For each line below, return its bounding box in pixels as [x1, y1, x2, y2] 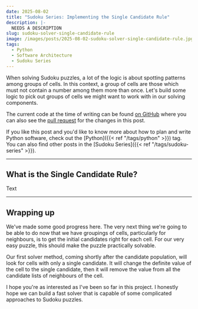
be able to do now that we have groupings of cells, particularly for [6, 230, 166, 237]
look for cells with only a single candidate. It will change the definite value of [6, 260, 192, 267]
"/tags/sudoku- [151, 141, 189, 148]
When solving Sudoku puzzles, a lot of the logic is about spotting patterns [6, 74, 186, 81]
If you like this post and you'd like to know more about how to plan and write [6, 128, 192, 135]
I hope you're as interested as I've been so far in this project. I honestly [6, 284, 179, 291]
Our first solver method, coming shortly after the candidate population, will [6, 254, 187, 261]
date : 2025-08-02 [6, 8, 49, 15]
